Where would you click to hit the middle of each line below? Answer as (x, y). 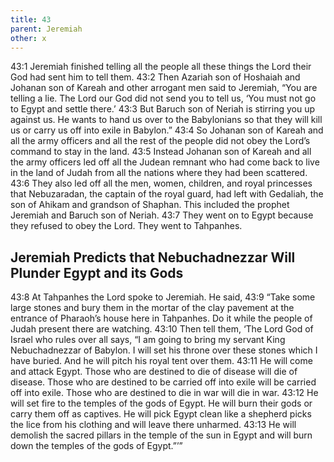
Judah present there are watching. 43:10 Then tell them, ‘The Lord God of (162, 329)
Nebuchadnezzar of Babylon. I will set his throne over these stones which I (164, 350)
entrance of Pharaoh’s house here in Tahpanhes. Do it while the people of (161, 318)
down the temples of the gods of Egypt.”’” (96, 446)
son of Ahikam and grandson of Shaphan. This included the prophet (150, 205)
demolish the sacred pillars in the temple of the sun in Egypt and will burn (161, 435)
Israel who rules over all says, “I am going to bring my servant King (148, 340)
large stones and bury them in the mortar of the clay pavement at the (152, 308)
